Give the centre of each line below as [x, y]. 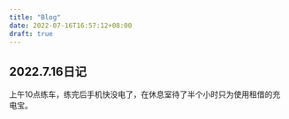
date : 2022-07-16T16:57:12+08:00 [71, 26]
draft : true [31, 33]
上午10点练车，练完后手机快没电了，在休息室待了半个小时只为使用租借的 [141, 94]
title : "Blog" [35, 17]
